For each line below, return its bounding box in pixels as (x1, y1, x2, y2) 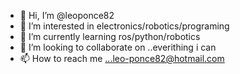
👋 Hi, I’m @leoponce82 (19, 10, 115, 21)
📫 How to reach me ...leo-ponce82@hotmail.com (19, 53, 225, 64)
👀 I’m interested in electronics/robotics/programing (19, 20, 230, 32)
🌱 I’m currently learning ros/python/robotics (19, 31, 201, 42)
